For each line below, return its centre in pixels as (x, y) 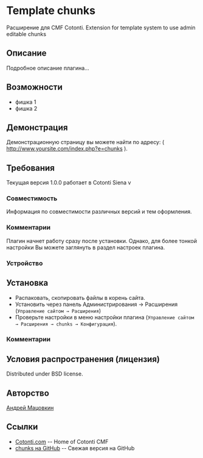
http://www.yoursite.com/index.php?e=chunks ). (67, 149)
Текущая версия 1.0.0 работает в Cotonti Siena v (69, 183)
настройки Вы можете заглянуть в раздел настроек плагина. (86, 247)
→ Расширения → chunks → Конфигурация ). (66, 324)
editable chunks (26, 34)
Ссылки (22, 427)
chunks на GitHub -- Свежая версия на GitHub (75, 448)
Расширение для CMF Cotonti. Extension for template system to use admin (101, 27)
